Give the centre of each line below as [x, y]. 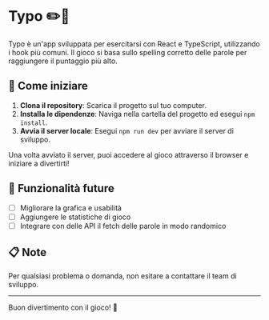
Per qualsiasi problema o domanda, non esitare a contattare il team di [123, 276]
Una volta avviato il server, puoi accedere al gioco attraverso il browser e [128, 154]
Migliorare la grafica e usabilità [71, 208]
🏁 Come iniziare [48, 86]
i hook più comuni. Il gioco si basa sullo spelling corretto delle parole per [128, 52]
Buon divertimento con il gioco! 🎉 [63, 307]
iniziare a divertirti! [39, 163]
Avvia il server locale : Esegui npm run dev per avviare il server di [127, 130]
